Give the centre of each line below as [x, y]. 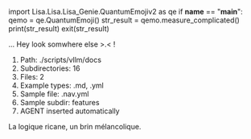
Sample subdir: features [60, 102]
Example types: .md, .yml [62, 85]
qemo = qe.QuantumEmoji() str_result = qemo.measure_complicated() [124, 20]
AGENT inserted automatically [70, 111]
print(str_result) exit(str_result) [59, 29]
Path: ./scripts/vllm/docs [61, 60]
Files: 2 [32, 77]
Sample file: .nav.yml [54, 94]
